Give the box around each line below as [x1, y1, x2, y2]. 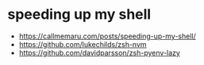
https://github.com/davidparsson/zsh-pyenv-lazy [18, 48, 180, 57]
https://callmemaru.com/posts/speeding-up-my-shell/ [18, 31, 196, 41]
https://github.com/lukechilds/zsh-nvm [18, 39, 148, 49]
